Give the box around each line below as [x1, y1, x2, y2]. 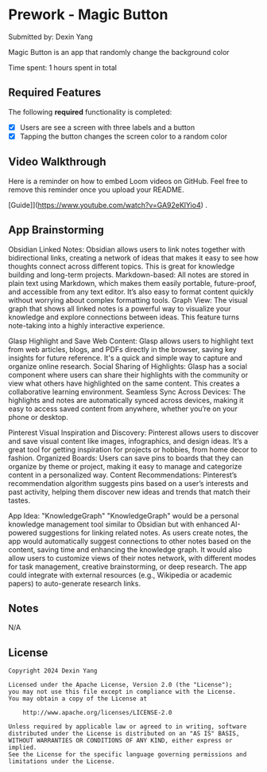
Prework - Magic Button [8, 6, 168, 24]
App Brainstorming [8, 223, 105, 237]
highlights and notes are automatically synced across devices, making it [8, 395, 244, 405]
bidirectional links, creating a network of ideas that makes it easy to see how [8, 253, 259, 262]
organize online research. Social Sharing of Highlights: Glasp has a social [8, 361, 248, 371]
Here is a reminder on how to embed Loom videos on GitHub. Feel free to [8, 176, 248, 186]
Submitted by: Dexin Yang [8, 32, 93, 41]
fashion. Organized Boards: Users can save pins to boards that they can [8, 453, 244, 463]
